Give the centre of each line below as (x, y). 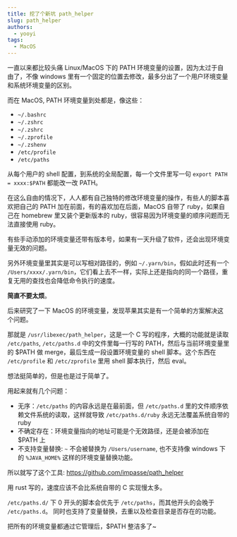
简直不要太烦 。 (29, 296)
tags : (15, 40)
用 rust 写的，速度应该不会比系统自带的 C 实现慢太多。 (87, 487)
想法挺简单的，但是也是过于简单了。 (60, 376)
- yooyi (25, 34)
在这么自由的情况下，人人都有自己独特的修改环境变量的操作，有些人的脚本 (115, 198)
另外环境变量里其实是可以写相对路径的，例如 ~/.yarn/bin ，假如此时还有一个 (118, 263)
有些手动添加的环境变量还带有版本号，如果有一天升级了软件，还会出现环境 (115, 239)
